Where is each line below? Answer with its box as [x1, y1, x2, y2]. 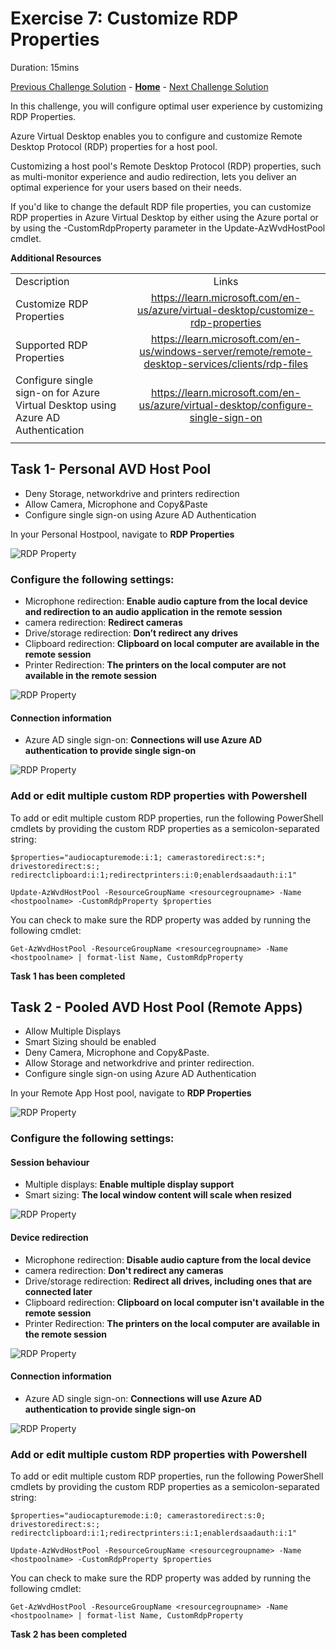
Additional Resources [10, 252, 102, 264]
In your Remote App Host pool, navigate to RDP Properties [10, 1087, 252, 1099]
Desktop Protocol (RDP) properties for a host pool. [10, 140, 218, 152]
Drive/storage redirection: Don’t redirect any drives [24, 627, 239, 639]
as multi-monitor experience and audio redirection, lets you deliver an [10, 170, 297, 182]
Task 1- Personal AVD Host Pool [10, 461, 212, 478]
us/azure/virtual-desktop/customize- [136, 303, 315, 317]
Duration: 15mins [10, 61, 80, 73]
